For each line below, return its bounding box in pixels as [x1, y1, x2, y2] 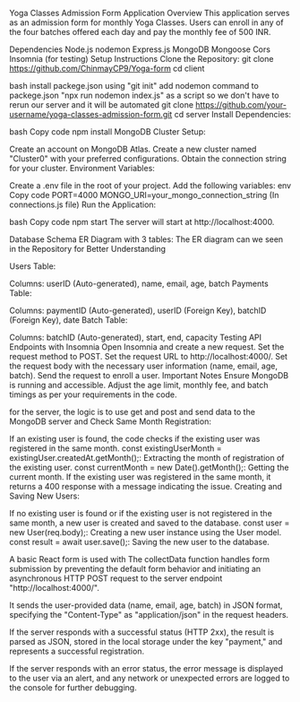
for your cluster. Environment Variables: [9, 163, 155, 173]
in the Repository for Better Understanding [9, 244, 167, 254]
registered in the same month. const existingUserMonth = [9, 443, 222, 454]
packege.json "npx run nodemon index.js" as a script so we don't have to [9, 90, 279, 100]
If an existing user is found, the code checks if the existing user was [9, 434, 261, 444]
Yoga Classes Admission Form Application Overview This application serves [9, 8, 290, 18]
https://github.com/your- [195, 100, 287, 110]
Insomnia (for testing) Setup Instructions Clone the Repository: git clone [9, 54, 274, 64]
